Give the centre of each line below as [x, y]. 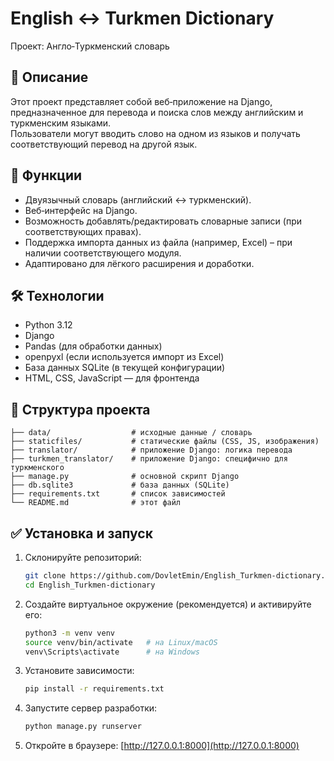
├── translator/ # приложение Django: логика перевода [151, 450]
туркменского [37, 468]
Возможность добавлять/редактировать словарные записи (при [163, 221]
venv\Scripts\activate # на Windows [112, 652]
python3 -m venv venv [70, 633]
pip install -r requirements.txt [94, 689]
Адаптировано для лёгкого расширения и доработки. [139, 263]
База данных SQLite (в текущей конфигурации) [125, 368]
